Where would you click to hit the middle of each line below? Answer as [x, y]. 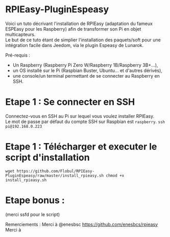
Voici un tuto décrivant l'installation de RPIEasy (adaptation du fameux [79, 23]
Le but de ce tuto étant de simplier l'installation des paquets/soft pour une [83, 40]
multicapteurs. [20, 34]
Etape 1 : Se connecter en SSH [70, 102]
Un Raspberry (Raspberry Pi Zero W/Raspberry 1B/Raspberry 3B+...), [85, 65]
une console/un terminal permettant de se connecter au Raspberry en [86, 76]
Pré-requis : [18, 55]
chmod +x [115, 175]
